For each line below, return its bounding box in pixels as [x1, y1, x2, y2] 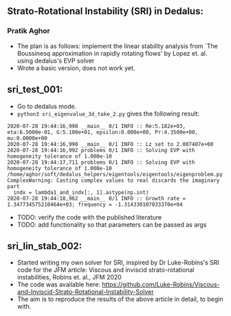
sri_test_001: [7, 84, 63, 96]
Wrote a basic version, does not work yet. [16, 63, 135, 72]
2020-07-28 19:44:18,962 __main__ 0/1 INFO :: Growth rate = [7, 195, 186, 202]
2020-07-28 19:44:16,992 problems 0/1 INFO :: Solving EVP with [7, 147, 195, 154]
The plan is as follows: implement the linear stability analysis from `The [16, 41, 218, 50]
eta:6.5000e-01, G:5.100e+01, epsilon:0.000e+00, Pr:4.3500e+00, [7, 129, 198, 136]
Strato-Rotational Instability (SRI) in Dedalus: [7, 6, 204, 17]
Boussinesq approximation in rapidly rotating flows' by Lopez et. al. [16, 49, 208, 57]
